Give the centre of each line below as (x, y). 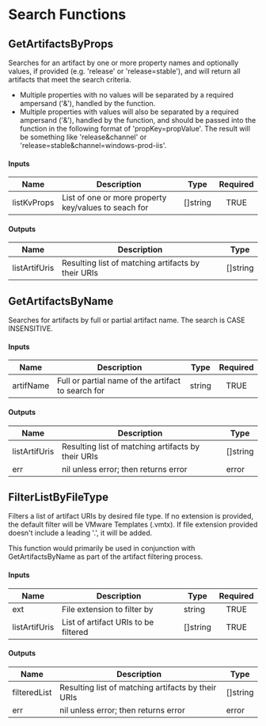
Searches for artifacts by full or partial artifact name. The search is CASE (127, 320)
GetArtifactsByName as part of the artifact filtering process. (106, 557)
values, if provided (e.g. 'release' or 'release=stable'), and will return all (124, 71)
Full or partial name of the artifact (119, 381)
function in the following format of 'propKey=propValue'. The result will (135, 129)
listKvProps (33, 203)
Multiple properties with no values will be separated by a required (126, 95)
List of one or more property (114, 198)
